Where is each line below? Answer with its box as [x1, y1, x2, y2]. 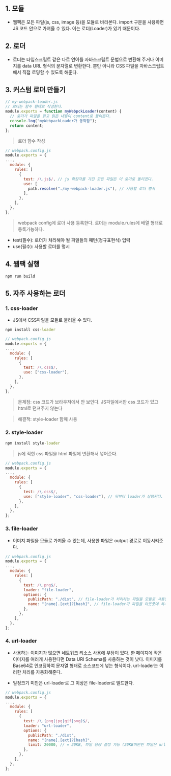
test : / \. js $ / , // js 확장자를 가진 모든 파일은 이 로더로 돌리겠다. [23, 176, 154, 182]
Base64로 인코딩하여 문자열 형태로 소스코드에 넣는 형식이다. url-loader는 [12, 662, 159, 669]
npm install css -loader [5, 327, 56, 332]
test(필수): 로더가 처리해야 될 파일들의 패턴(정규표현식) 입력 [12, 237, 131, 243]
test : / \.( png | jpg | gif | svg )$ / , [23, 719, 90, 724]
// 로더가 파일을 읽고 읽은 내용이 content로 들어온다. [10, 114, 111, 119]
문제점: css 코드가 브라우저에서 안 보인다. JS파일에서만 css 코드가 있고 [17, 398, 159, 405]
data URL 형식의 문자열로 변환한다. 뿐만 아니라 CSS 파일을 [22, 62, 139, 69]
